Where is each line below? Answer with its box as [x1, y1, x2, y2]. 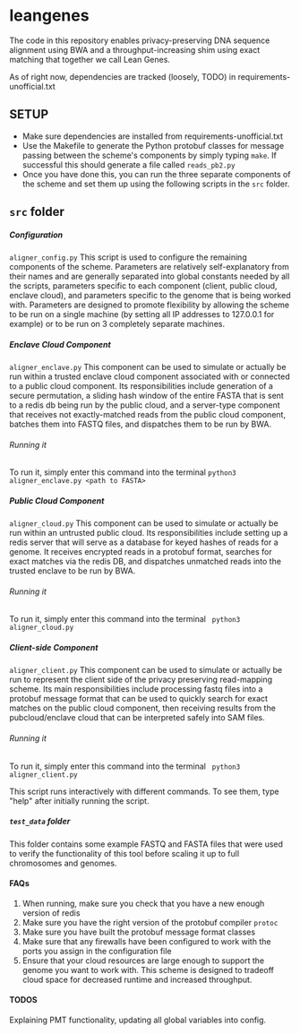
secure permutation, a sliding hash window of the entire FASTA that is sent [9, 391, 284, 401]
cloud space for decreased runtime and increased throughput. [21, 974, 253, 985]
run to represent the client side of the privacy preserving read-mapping [9, 674, 273, 685]
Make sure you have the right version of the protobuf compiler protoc [21, 917, 279, 927]
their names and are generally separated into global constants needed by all [9, 271, 290, 282]
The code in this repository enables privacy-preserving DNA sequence [9, 35, 270, 46]
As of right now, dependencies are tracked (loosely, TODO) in [9, 71, 236, 82]
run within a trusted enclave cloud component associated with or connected [9, 371, 291, 382]
